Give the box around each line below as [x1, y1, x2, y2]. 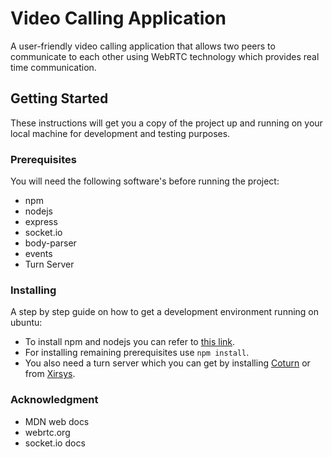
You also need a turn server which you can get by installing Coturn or [24, 357, 311, 369]
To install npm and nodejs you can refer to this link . [24, 336, 236, 348]
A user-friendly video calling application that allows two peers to [10, 40, 276, 52]
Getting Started [10, 90, 109, 107]
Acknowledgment [10, 393, 99, 407]
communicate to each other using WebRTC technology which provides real [10, 50, 320, 62]
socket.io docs [24, 437, 86, 449]
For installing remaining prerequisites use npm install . [24, 347, 250, 359]
